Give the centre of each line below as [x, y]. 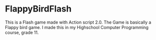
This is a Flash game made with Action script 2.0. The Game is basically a [78, 22]
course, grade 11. [22, 32]
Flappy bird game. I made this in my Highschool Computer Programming [77, 27]
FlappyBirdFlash [38, 9]
